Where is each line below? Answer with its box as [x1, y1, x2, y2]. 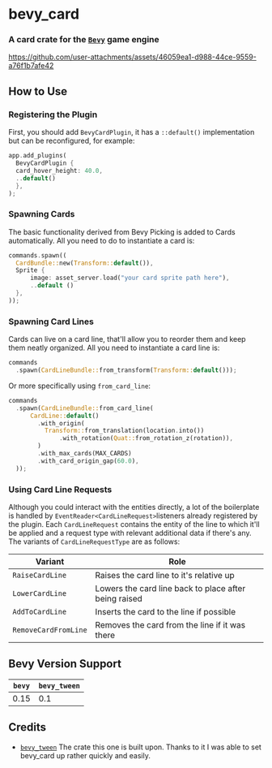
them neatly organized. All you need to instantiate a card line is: [8, 343, 220, 353]
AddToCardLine [12, 606, 67, 616]
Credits [8, 720, 47, 735]
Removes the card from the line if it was [95, 619, 245, 630]
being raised [95, 593, 143, 604]
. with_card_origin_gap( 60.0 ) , [37, 456, 139, 465]
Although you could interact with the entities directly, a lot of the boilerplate [8, 502, 260, 511]
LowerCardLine [12, 589, 67, 598]
